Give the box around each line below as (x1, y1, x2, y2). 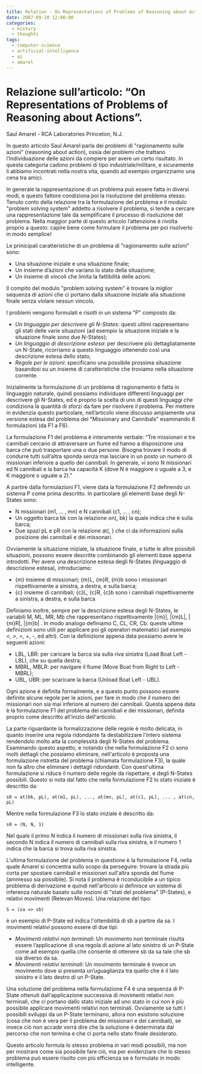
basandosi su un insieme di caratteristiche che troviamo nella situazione (14, 365, 194, 373)
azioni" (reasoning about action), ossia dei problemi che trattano (6, 149, 166, 156)
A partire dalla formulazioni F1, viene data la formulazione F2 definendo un (6, 484, 191, 491)
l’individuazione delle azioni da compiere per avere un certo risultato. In (6, 155, 183, 162)
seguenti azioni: (6, 639, 46, 646)
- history (11, 25, 36, 32)
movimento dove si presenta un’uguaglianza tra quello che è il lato (14, 967, 179, 975)
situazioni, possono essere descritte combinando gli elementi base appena (6, 552, 192, 559)
